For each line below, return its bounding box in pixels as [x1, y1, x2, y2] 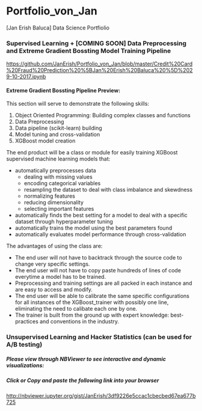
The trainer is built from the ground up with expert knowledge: [14, 311, 170, 319]
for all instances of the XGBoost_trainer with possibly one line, [14, 299, 169, 306]
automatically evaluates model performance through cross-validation [14, 231, 186, 238]
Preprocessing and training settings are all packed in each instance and [14, 279, 192, 287]
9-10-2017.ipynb [6, 73, 46, 81]
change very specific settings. [14, 260, 90, 268]
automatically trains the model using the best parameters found [14, 224, 173, 232]
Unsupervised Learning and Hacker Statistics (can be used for [6, 333, 192, 341]
